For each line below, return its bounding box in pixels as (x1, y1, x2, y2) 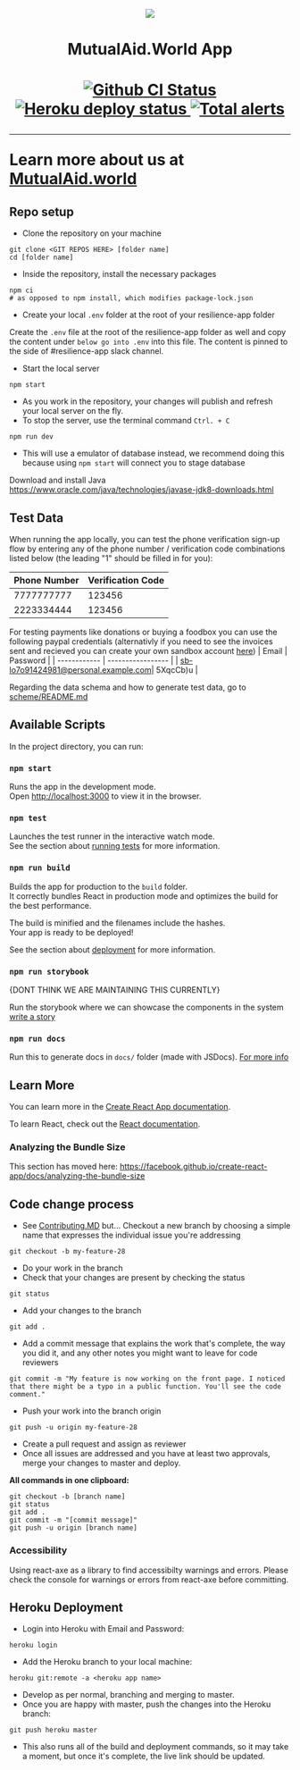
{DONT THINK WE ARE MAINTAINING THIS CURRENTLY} (9, 985, 221, 995)
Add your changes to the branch (21, 1305, 142, 1316)
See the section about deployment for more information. (9, 944, 216, 955)
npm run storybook (9, 966, 89, 977)
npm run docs (9, 1033, 66, 1044)
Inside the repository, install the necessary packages (21, 269, 217, 280)
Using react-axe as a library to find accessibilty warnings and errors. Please (9, 1564, 288, 1575)
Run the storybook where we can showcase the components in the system (9, 1002, 284, 1012)
